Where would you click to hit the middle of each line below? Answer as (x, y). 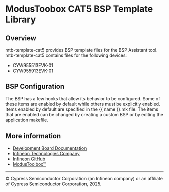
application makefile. (27, 120)
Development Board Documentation (50, 148)
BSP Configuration (35, 86)
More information (33, 136)
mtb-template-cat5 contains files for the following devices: (66, 55)
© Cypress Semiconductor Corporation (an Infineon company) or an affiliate (84, 178)
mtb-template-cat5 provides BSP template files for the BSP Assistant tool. (81, 50)
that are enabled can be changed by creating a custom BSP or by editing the (84, 114)
